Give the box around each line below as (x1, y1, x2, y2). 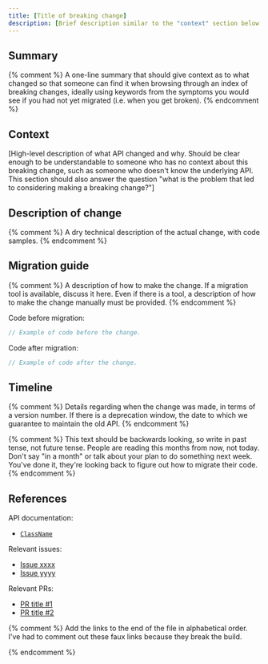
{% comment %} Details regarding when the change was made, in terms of (8, 402, 256, 411)
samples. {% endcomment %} (8, 236, 108, 245)
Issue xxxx (19, 560, 56, 569)
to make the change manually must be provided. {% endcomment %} (8, 298, 237, 307)
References (8, 492, 67, 505)
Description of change (8, 206, 122, 220)
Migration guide (8, 259, 90, 273)
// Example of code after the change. (8, 358, 138, 366)
